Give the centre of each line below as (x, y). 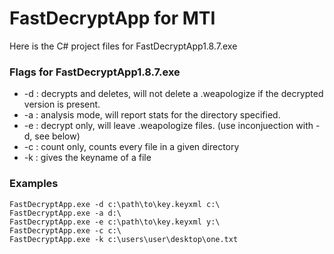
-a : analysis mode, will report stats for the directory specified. (152, 115)
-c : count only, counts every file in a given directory (131, 147)
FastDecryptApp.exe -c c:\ (65, 230)
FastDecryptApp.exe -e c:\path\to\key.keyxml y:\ (115, 222)
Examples (34, 184)
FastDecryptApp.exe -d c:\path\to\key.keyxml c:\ (115, 204)
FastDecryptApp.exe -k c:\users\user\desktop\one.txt (124, 239)
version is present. (62, 104)
